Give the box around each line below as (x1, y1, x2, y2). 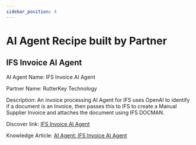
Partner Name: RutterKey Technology (6, 85, 98, 92)
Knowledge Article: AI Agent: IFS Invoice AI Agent (6, 131, 127, 139)
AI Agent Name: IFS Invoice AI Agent (6, 73, 96, 80)
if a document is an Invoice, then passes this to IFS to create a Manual (6, 102, 177, 109)
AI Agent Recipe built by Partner (6, 34, 168, 47)
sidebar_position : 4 (6, 8, 57, 15)
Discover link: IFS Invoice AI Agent (6, 120, 90, 127)
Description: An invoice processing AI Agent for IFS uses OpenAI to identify (6, 96, 190, 104)
